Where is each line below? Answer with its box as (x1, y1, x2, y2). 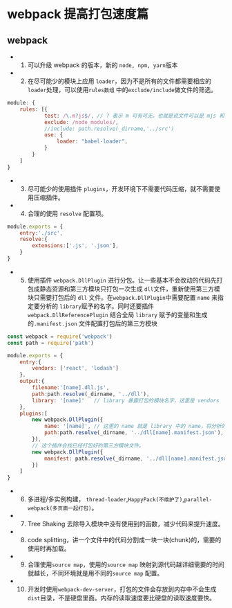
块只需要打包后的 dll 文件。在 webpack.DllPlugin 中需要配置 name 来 (27, 293, 218, 301)
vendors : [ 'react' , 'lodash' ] (32, 365, 119, 372)
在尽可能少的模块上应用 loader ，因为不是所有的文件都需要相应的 (27, 77, 212, 85)
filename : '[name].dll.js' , (32, 384, 110, 391)
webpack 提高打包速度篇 (7, 6, 149, 22)
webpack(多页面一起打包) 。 (27, 503, 98, 512)
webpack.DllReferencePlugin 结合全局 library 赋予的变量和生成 (27, 310, 208, 319)
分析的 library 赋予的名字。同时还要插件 (39, 302, 154, 310)
